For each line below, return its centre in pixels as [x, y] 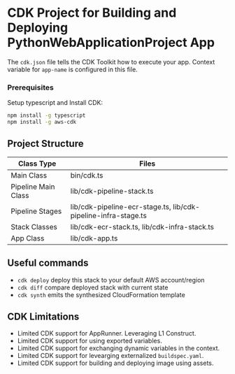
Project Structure [45, 144]
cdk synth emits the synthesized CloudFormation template [101, 294]
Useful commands [48, 263]
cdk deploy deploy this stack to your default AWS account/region [111, 280]
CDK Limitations [43, 317]
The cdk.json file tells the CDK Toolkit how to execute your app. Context [111, 62]
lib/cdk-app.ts [94, 238]
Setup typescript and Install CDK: [55, 103]
